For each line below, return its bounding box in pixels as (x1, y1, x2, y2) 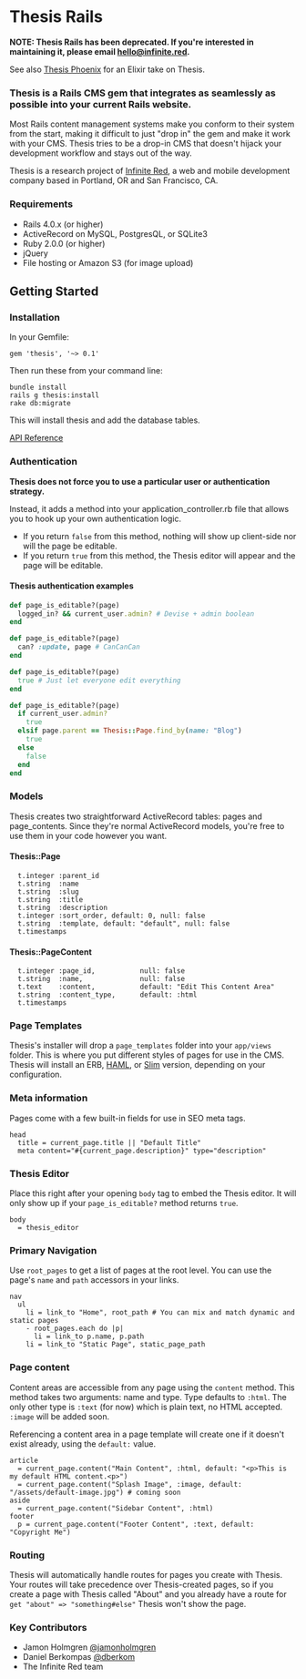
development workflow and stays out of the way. (9, 148, 193, 159)
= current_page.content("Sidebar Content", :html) (17, 1503, 214, 1513)
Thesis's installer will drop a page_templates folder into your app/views (9, 1040, 271, 1051)
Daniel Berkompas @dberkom (22, 1652, 136, 1663)
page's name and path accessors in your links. (9, 1275, 179, 1285)
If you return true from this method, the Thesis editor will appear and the (22, 549, 296, 561)
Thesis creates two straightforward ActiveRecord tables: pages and (9, 811, 262, 822)
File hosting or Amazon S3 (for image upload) (22, 257, 194, 268)
